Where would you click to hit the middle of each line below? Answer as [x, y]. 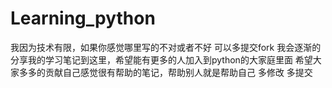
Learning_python [83, 18]
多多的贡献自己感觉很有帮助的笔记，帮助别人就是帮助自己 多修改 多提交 [165, 72]
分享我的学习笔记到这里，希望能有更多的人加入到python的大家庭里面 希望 [161, 59]
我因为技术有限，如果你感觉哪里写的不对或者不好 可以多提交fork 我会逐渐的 [166, 47]
